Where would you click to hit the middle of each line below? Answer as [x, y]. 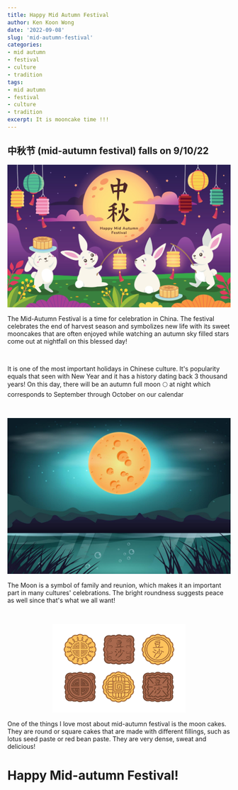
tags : [15, 82]
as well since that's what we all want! [61, 600]
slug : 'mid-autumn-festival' [50, 38]
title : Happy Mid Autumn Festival [58, 15]
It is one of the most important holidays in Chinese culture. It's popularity [114, 369]
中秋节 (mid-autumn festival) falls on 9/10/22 [108, 151]
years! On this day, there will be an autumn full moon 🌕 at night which [109, 384]
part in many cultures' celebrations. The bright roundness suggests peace [115, 593]
